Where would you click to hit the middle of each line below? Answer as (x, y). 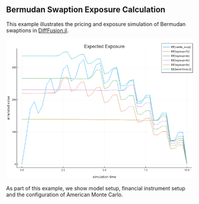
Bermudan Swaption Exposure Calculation (86, 10)
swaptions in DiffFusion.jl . (38, 30)
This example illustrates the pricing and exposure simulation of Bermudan (96, 24)
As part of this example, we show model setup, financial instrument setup (96, 188)
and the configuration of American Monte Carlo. (65, 195)
